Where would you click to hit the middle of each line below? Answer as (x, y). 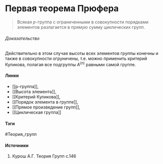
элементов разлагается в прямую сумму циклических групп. (81, 27)
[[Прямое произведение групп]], (46, 107)
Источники (17, 145)
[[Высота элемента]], (34, 91)
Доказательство (22, 38)
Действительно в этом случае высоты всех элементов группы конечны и (82, 54)
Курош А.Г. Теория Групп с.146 (44, 156)
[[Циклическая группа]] (37, 112)
